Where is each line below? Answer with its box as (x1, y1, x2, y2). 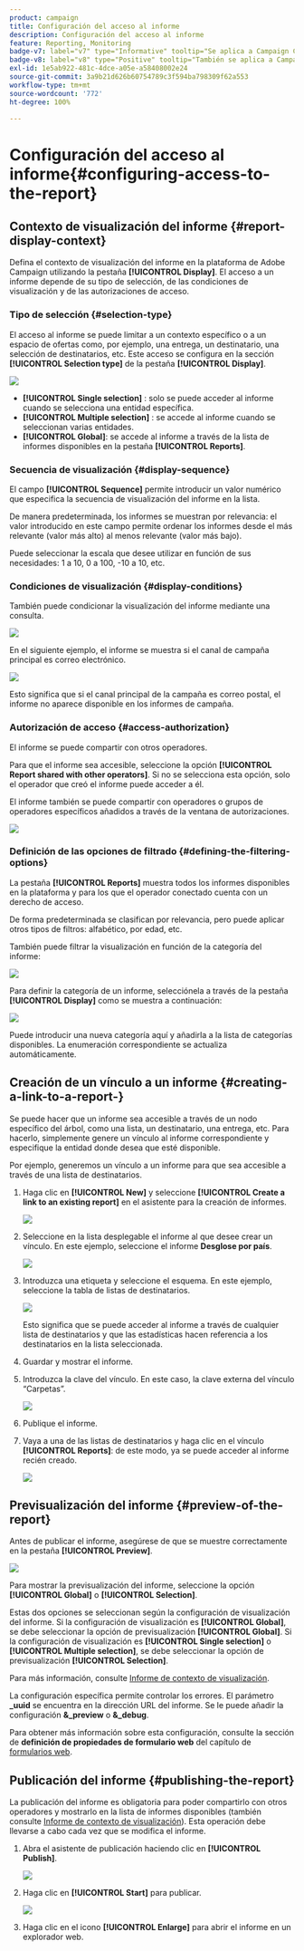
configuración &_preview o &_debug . (9, 1709, 149, 1721)
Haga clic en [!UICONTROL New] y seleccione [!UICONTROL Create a (22, 1187, 285, 1197)
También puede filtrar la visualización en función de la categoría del (9, 941, 262, 952)
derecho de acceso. (9, 896, 84, 907)
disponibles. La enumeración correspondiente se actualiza (9, 1039, 228, 1050)
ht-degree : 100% (9, 97, 71, 107)
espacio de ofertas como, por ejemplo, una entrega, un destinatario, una (9, 339, 280, 350)
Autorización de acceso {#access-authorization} (9, 721, 230, 734)
